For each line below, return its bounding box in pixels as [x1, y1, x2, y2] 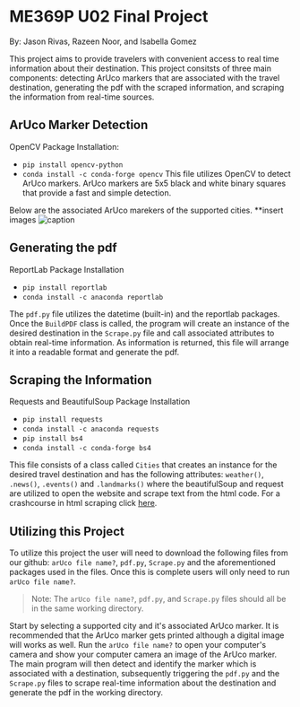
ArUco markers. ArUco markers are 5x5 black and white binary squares [21, 178, 287, 188]
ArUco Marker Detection [9, 118, 149, 133]
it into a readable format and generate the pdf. [9, 346, 180, 357]
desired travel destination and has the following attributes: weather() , [9, 469, 264, 480]
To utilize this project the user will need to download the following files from [9, 547, 288, 558]
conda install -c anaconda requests [21, 424, 159, 434]
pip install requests [21, 415, 103, 424]
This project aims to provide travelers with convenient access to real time [9, 53, 279, 64]
